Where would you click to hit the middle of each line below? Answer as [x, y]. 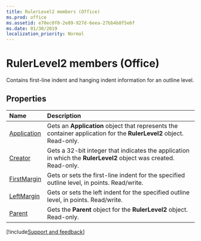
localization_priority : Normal [45, 34]
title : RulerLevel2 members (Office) [53, 12]
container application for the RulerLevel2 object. [115, 133]
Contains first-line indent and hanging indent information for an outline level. [100, 80]
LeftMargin [25, 196]
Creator [20, 158]
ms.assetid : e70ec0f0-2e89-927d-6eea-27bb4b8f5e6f [71, 23]
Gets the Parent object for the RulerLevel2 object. [118, 209]
